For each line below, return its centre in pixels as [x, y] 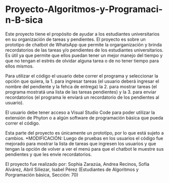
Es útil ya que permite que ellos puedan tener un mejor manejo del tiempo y [84, 55]
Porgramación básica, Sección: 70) [42, 174]
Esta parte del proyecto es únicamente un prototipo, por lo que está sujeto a [85, 133]
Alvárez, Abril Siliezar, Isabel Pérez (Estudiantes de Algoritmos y [72, 169]
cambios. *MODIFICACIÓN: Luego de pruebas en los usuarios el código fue [84, 138]
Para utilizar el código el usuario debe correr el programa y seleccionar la [82, 76]
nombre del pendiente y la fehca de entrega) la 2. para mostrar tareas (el [81, 86]
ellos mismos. [19, 66]
